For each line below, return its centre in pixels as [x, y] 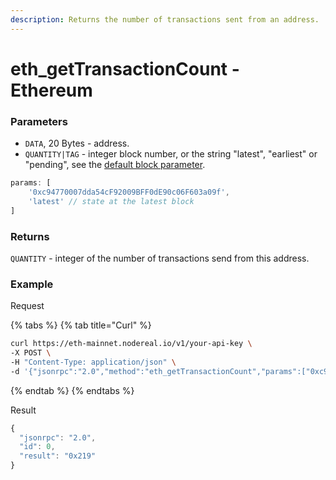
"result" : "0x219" [58, 456]
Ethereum [51, 90]
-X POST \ [31, 353]
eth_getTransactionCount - [125, 68]
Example [32, 284]
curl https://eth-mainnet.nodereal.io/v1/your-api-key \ [131, 344]
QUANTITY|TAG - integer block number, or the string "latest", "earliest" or [171, 154]
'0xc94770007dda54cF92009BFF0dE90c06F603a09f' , [129, 192]
